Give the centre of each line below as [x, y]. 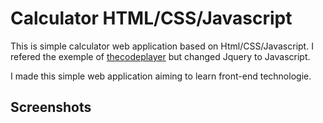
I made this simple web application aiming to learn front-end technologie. [161, 76]
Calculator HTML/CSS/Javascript [151, 18]
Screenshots [51, 107]
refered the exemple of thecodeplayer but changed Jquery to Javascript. [160, 56]
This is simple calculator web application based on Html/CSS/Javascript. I [162, 46]
